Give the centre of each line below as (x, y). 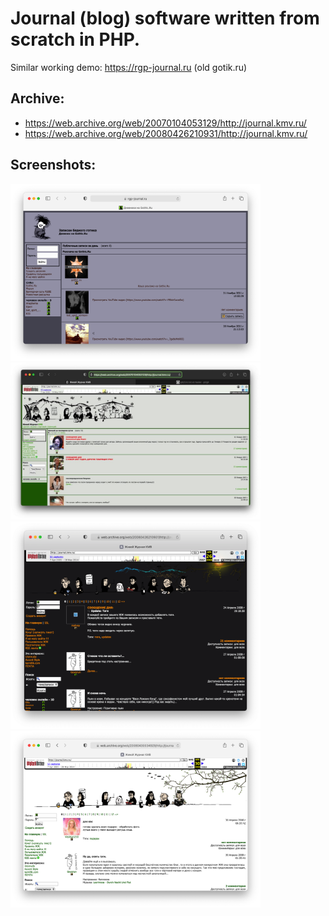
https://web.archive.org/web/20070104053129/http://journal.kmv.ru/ (165, 123)
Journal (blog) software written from (165, 18)
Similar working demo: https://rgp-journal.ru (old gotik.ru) (129, 67)
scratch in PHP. (75, 39)
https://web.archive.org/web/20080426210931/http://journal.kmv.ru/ (166, 133)
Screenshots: (53, 165)
